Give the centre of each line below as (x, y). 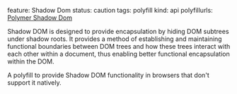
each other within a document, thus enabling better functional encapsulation (118, 54)
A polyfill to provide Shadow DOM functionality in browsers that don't (109, 75)
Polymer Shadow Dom (40, 18)
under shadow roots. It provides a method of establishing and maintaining (115, 39)
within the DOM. (31, 61)
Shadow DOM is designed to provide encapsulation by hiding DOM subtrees (118, 31)
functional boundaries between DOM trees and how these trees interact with (119, 46)
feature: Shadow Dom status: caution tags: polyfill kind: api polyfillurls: (110, 10)
